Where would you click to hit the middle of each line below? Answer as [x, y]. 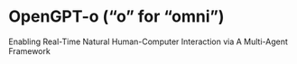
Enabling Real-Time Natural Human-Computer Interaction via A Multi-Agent [148, 41]
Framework [29, 50]
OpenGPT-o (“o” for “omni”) [116, 17]
